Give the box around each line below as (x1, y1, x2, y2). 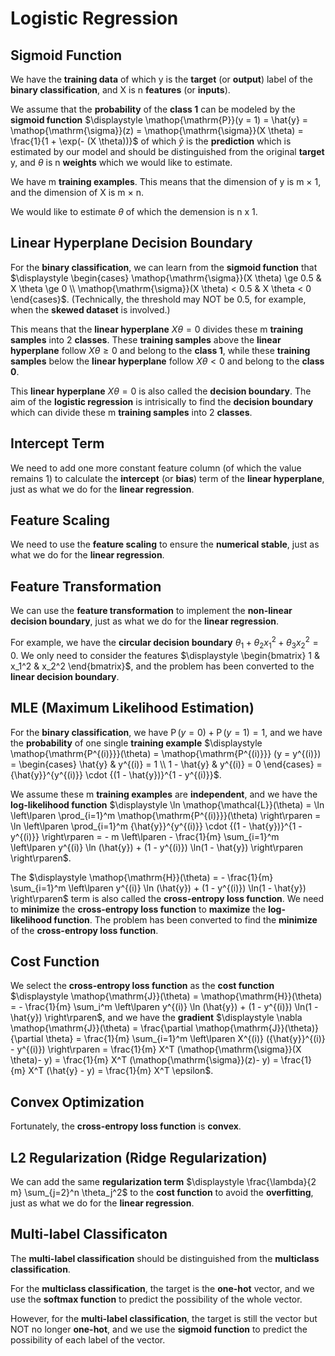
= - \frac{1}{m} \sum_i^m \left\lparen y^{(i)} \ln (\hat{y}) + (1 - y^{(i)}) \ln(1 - (10, 1001, 319, 1013)
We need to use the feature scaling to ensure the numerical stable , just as (10, 538, 320, 551)
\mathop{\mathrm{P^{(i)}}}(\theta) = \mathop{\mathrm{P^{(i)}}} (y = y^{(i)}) (10, 747, 322, 759)
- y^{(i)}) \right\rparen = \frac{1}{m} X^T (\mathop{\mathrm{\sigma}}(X (10, 1043, 302, 1056)
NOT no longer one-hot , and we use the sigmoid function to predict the (10, 1323, 308, 1335)
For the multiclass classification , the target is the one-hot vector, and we (10, 1282, 315, 1294)
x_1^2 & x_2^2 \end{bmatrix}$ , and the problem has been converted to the (10, 660, 315, 672)
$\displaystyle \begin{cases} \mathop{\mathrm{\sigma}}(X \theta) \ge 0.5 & (10, 272, 322, 284)
